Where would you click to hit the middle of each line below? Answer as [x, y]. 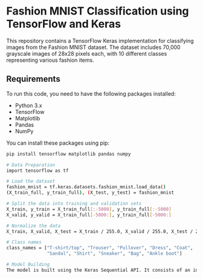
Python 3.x [28, 105]
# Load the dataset [31, 182]
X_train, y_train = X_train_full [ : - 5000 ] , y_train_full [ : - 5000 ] [89, 209]
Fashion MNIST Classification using [98, 11]
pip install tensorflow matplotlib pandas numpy [69, 154]
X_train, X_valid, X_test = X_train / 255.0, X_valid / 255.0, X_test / [100, 231]
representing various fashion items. [50, 60]
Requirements [33, 79]
